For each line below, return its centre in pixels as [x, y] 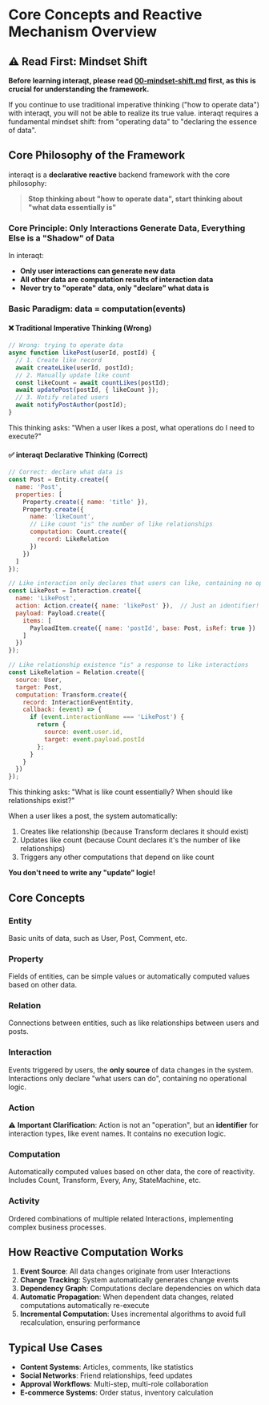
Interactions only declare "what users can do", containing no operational [127, 1078]
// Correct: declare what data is [66, 472]
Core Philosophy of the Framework [97, 155]
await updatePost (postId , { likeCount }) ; [87, 390]
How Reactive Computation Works [96, 1252]
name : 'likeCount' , [62, 517]
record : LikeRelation [73, 539]
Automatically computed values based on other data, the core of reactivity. [132, 1172]
